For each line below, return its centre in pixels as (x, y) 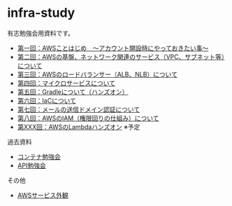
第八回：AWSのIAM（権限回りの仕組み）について (88, 118)
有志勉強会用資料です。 (41, 33)
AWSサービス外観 (43, 195)
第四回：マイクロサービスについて (66, 83)
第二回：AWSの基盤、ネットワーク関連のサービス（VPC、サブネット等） (121, 57)
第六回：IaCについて (47, 100)
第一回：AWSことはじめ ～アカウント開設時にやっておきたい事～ (113, 48)
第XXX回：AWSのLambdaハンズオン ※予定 (79, 127)
